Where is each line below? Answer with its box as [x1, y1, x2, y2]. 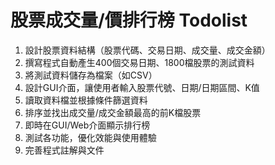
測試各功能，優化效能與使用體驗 [24, 131, 157, 143]
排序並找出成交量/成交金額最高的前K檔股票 [24, 106, 202, 118]
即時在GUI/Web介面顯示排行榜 [24, 119, 151, 131]
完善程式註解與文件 [24, 144, 105, 156]
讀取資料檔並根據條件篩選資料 [24, 94, 148, 106]
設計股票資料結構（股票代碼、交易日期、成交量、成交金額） [24, 44, 271, 56]
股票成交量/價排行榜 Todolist [10, 9, 248, 32]
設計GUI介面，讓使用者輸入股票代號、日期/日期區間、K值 [24, 81, 260, 93]
